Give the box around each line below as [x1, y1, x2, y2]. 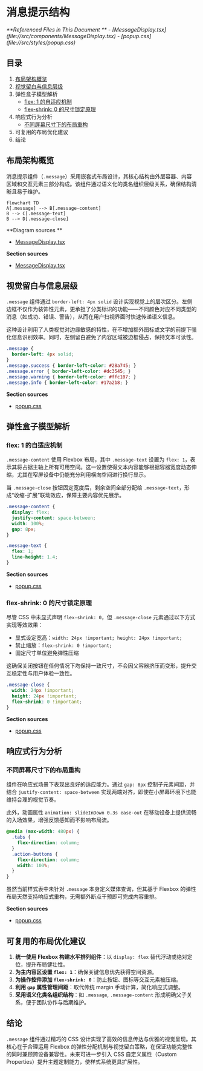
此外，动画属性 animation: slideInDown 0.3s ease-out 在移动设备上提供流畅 [6, 809, 197, 816]
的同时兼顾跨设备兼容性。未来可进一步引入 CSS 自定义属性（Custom [6, 1050, 177, 1058]
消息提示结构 [6, 5, 71, 19]
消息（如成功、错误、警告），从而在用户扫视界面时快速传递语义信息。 [6, 313, 178, 320]
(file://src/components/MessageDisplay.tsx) [6, 32, 116, 39]
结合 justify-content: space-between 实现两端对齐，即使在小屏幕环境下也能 [6, 788, 196, 796]
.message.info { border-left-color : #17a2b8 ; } [6, 380, 129, 386]
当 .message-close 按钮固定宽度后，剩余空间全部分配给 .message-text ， [6, 484, 185, 491]
